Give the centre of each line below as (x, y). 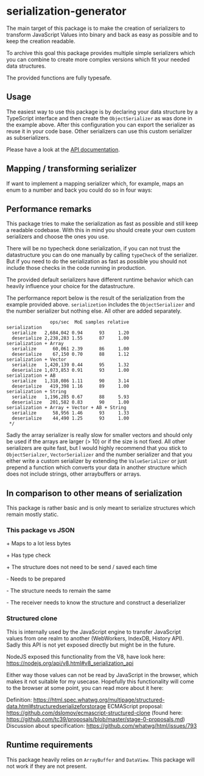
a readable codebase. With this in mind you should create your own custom (101, 230)
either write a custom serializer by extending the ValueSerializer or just (97, 461)
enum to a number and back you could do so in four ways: (79, 190)
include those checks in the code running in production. (76, 268)
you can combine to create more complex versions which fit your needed (98, 59)
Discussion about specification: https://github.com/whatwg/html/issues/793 (102, 725)
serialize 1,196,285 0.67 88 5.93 (71, 397)
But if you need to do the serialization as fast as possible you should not (97, 261)
